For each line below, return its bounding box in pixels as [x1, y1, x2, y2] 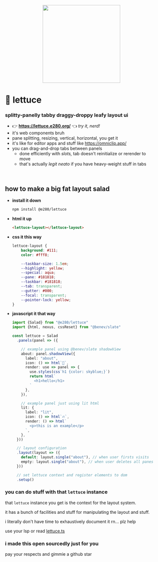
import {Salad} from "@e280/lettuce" [12, 320, 89, 325]
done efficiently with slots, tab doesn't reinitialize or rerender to [19, 151, 146, 157]
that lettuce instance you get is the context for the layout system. [5, 500, 137, 506]
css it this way [12, 234, 42, 240]
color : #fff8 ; [21, 253, 49, 257]
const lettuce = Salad [12, 333, 58, 339]
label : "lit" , [25, 410, 54, 415]
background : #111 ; [21, 248, 58, 253]
